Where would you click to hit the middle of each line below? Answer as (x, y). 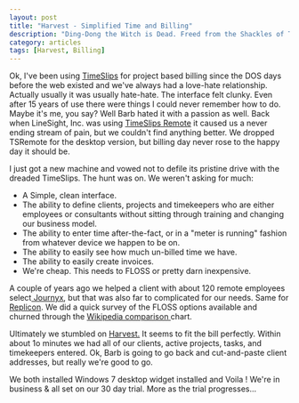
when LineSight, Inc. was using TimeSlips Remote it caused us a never (138, 123)
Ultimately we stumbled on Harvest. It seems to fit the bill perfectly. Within (145, 334)
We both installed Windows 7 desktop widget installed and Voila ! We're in (145, 380)
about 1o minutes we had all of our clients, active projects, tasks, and (136, 343)
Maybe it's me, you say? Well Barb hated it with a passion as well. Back (139, 114)
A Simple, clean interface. (69, 196)
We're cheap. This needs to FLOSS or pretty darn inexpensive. (137, 271)
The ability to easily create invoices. (88, 262)
